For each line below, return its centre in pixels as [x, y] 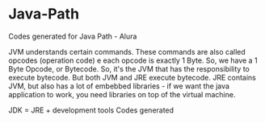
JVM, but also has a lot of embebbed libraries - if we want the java [119, 86]
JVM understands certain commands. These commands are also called [127, 51]
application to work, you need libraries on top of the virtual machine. [122, 94]
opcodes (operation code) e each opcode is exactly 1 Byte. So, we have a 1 [133, 60]
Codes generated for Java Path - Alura [73, 36]
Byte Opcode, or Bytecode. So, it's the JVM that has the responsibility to [129, 68]
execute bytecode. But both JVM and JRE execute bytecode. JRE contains [132, 77]
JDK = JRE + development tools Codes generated [91, 110]
